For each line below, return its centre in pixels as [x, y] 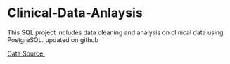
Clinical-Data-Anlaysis [75, 13]
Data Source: [26, 53]
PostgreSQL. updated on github [53, 39]
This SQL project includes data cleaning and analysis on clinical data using [115, 32]
